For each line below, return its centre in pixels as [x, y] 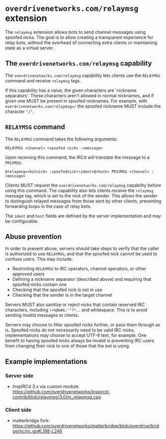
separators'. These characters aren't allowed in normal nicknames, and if [80, 95]
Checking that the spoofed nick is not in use [57, 290]
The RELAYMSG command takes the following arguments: [61, 139]
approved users [28, 274]
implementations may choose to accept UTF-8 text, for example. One [76, 335]
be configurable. [22, 221]
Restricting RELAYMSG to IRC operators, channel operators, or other [79, 269]
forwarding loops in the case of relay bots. [48, 206]
